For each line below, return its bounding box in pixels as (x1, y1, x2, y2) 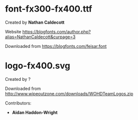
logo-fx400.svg (5, 60, 70, 71)
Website (5, 29, 22, 34)
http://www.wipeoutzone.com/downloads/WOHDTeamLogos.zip (5, 90, 134, 96)
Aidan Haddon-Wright (12, 109, 58, 115)
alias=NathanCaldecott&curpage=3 (5, 34, 76, 40)
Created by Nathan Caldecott (5, 19, 64, 25)
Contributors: (5, 100, 31, 106)
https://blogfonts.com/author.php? (22, 29, 91, 34)
